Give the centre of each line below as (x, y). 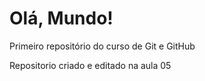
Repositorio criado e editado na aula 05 (90, 65)
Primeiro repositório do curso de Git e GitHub (102, 46)
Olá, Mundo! (61, 18)
